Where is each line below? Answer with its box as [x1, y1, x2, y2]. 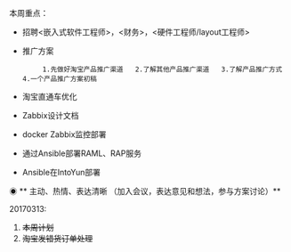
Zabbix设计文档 [21, 110, 79, 120]
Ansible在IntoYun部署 [21, 167, 101, 177]
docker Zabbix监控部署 [21, 129, 107, 140]
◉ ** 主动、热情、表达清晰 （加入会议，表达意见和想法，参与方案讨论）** [9, 186, 281, 196]
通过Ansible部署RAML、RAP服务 [21, 148, 142, 159]
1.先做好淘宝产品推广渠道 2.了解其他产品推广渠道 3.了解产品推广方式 [42, 65, 283, 74]
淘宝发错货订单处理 [21, 233, 93, 243]
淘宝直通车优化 [21, 92, 77, 102]
